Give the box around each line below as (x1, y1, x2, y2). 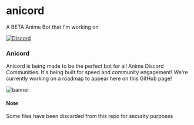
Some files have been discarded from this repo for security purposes (6, 113, 173, 120)
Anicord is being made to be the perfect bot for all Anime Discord (6, 62, 164, 70)
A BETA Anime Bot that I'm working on (6, 23, 99, 30)
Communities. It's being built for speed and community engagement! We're (6, 69, 188, 76)
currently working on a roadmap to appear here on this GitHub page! (6, 75, 172, 82)
